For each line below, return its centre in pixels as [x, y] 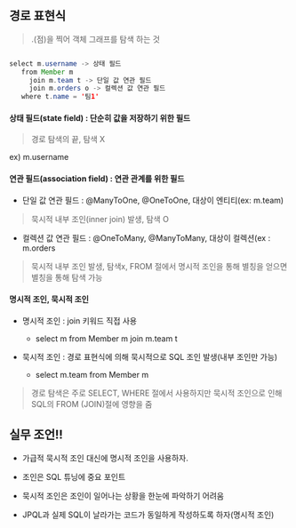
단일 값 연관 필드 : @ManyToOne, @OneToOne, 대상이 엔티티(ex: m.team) [153, 200]
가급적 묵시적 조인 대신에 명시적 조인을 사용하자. [105, 458]
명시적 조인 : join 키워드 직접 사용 [80, 320]
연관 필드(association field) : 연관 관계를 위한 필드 [97, 178]
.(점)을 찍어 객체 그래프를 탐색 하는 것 [95, 39]
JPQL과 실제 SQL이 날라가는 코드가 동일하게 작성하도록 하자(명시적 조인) [148, 515]
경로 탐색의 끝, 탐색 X [68, 140]
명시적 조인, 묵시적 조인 [49, 300]
